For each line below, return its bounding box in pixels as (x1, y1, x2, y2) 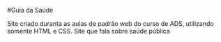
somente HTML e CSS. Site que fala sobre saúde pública (7, 27, 171, 35)
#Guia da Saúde (7, 6, 54, 14)
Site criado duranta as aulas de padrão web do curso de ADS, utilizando (7, 20, 214, 27)
